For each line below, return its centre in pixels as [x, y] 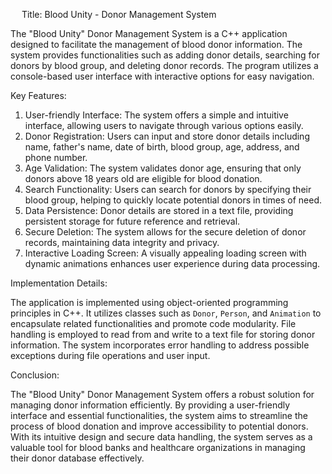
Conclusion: [35, 375]
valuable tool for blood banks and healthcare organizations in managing [158, 447]
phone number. [56, 157]
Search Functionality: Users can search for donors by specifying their [168, 189]
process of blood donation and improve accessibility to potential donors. [159, 426]
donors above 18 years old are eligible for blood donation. [143, 178]
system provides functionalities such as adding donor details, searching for [165, 55]
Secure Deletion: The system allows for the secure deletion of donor [165, 232]
